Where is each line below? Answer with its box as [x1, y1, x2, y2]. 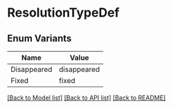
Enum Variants [7, 33, 72, 44]
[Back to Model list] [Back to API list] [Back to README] [7, 93, 166, 102]
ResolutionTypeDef [7, 5, 120, 21]
